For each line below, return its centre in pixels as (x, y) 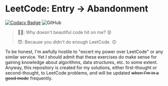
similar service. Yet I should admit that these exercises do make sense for (81, 57)
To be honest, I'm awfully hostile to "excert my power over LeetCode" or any (84, 51)
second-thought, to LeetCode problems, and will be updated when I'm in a (82, 72)
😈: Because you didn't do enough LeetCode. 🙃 (67, 42)
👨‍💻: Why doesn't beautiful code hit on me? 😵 (64, 32)
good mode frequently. (29, 78)
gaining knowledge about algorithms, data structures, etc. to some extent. (81, 62)
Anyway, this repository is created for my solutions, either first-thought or (81, 67)
